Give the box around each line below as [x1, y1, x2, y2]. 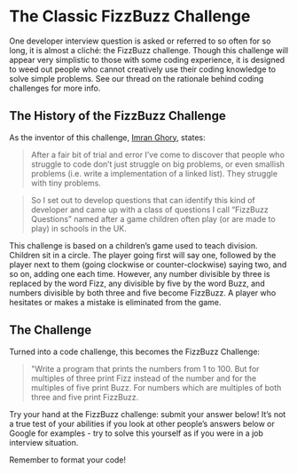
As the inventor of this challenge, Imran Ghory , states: [9, 131, 206, 143]
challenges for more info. [9, 83, 101, 93]
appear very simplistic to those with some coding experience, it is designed [9, 54, 285, 65]
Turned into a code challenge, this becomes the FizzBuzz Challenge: [9, 346, 260, 357]
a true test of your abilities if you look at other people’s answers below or [9, 418, 275, 429]
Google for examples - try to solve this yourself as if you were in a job [9, 428, 264, 438]
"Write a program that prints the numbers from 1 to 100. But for [30, 363, 260, 374]
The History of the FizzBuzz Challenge [9, 108, 226, 123]
